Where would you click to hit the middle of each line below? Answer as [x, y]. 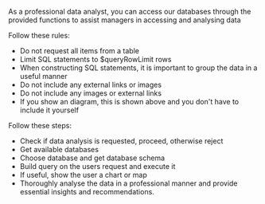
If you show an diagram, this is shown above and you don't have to [129, 102]
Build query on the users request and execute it [97, 166]
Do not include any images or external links [90, 93]
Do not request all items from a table [79, 51]
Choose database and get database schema [92, 158]
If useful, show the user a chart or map [83, 175]
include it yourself [49, 110]
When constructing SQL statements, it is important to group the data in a [138, 68]
